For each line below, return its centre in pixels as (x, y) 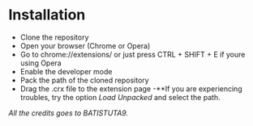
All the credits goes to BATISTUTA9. (68, 113)
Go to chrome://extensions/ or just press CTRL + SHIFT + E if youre (133, 54)
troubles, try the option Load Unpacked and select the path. (120, 97)
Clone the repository (54, 37)
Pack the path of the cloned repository (84, 80)
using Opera (41, 63)
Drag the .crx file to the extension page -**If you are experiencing (131, 88)
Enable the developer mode (66, 71)
